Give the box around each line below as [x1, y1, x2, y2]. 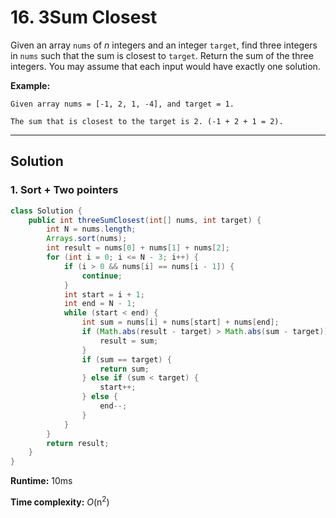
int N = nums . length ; [46, 224, 137, 235]
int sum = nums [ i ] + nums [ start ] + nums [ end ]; [81, 317, 280, 328]
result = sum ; [99, 336, 159, 346]
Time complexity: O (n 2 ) [10, 494, 110, 508]
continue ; [81, 271, 123, 281]
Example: [10, 79, 51, 91]
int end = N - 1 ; [63, 299, 137, 309]
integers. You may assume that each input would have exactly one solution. [10, 60, 321, 72]
